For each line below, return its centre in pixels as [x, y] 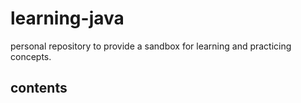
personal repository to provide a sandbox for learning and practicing [151, 46]
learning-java [67, 18]
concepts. [31, 56]
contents [39, 88]
